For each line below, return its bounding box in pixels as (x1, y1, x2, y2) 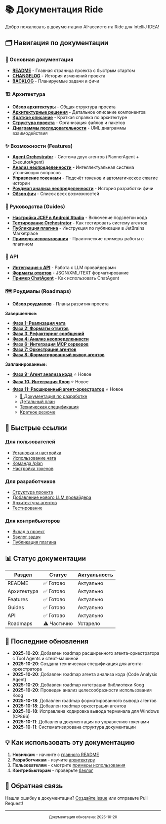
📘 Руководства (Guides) (5, 203, 65, 210)
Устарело (77, 620, 100, 627)
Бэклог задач (12, 534, 41, 540)
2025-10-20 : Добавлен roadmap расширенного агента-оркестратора (12, 650, 160, 656)
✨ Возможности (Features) (5, 142, 73, 149)
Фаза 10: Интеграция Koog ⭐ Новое (12, 379, 89, 385)
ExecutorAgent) (12, 159, 44, 165)
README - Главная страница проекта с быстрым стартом (12, 68, 135, 73)
